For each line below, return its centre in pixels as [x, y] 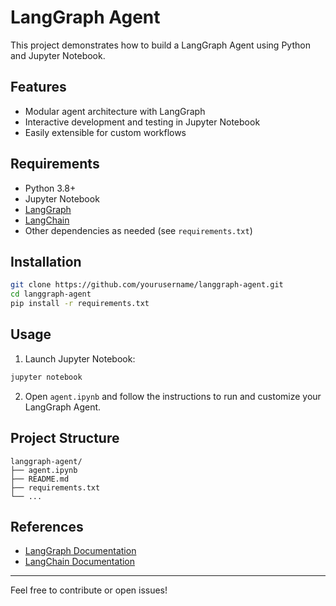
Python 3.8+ [50, 188]
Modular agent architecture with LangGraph [115, 111]
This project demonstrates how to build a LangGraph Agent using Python [160, 45]
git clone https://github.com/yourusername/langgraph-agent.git [147, 285]
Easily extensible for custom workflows [105, 132]
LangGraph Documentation [80, 551]
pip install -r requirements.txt [80, 304]
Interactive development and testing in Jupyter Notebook [142, 122]
